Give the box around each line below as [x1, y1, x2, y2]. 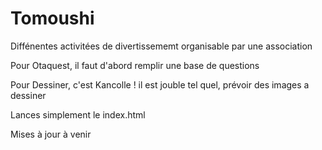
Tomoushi [10, 7, 95, 30]
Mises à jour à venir [10, 128, 92, 140]
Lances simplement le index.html [10, 108, 146, 121]
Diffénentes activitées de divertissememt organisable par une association [10, 40, 313, 52]
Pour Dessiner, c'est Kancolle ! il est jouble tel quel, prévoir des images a [10, 78, 310, 91]
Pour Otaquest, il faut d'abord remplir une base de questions [10, 59, 260, 71]
